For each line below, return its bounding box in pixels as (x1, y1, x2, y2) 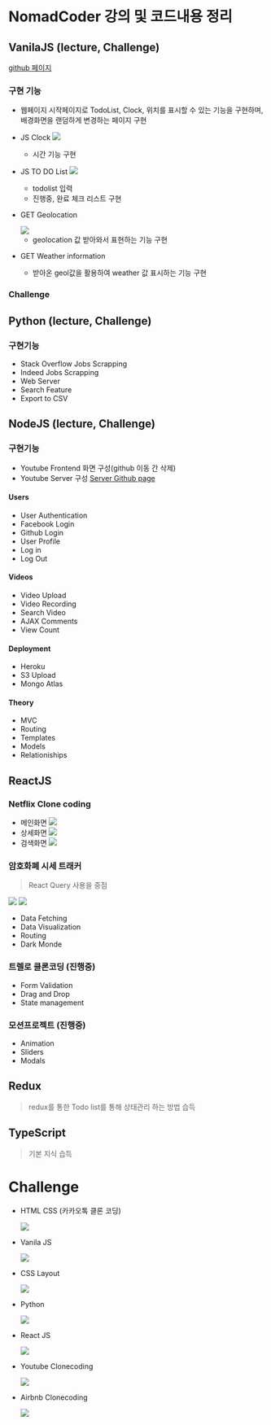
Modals (20, 1056, 46, 1065)
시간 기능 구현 (32, 150, 76, 160)
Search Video (20, 608, 67, 617)
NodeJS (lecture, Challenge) (8, 417, 156, 431)
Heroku (20, 662, 46, 671)
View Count (20, 625, 59, 635)
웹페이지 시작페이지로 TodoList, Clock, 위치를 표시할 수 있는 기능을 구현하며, (20, 105, 264, 115)
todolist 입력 (32, 184, 73, 194)
